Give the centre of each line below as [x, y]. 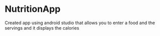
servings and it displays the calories [42, 28]
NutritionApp [33, 9]
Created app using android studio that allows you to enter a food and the [80, 23]
